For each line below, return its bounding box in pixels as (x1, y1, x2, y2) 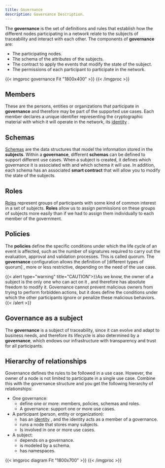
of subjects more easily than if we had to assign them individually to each (5, 210, 154, 216)
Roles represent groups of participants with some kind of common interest (5, 200, 156, 206)
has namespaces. (19, 448, 56, 454)
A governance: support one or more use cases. (19, 406, 116, 412)
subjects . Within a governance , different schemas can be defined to (5, 151, 145, 158)
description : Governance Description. (5, 12, 85, 17)
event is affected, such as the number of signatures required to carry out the (5, 248, 161, 254)
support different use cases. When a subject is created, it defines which (5, 157, 151, 163)
